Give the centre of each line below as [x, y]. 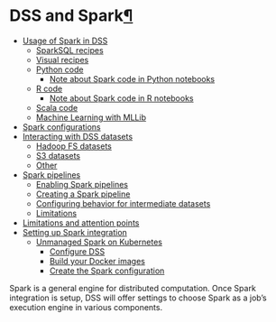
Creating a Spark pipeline [83, 194]
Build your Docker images [97, 261]
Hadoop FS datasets [74, 146]
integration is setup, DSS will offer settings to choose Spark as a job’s [138, 298]
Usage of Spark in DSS [65, 41]
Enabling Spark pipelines [82, 184]
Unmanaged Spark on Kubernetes [99, 242]
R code [49, 88]
